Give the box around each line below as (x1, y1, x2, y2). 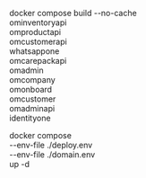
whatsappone (9, 46, 60, 57)
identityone (9, 112, 51, 123)
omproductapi (9, 27, 61, 37)
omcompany (9, 75, 56, 85)
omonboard (9, 85, 52, 94)
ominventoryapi (9, 17, 67, 28)
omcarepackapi (9, 56, 67, 66)
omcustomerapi (9, 36, 67, 47)
